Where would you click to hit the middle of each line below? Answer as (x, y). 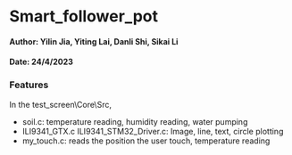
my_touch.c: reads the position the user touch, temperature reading (146, 141)
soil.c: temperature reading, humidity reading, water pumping (135, 121)
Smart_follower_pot (84, 16)
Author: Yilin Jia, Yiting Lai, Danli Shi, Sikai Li (94, 41)
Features (29, 85)
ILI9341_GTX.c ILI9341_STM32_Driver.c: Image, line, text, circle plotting (153, 131)
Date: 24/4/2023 (42, 62)
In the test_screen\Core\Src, (60, 104)
